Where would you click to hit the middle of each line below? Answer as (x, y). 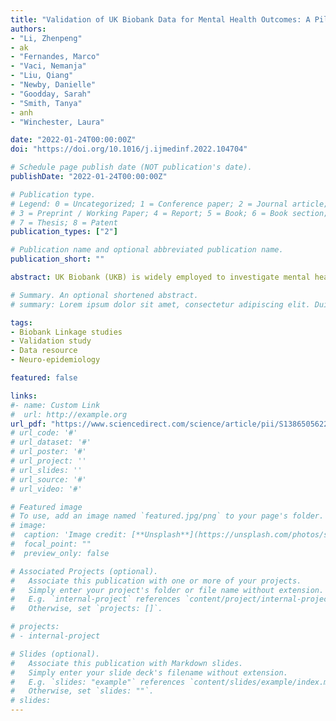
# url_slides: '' (46, 470)
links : (24, 396)
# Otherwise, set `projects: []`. (86, 609)
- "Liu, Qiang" (42, 76)
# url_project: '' (48, 461)
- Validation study (51, 341)
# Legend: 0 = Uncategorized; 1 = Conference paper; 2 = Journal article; (169, 204)
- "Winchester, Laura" (57, 122)
